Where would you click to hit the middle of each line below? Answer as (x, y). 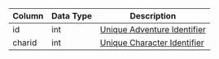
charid (25, 42)
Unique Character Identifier (152, 42)
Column (28, 16)
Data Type (72, 16)
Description (153, 16)
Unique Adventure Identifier (153, 29)
